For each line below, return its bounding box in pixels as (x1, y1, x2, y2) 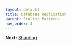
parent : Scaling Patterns (5, 16, 60, 21)
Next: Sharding (5, 35, 37, 41)
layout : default (5, 7, 40, 12)
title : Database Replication (5, 12, 67, 17)
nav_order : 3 (5, 21, 33, 26)
